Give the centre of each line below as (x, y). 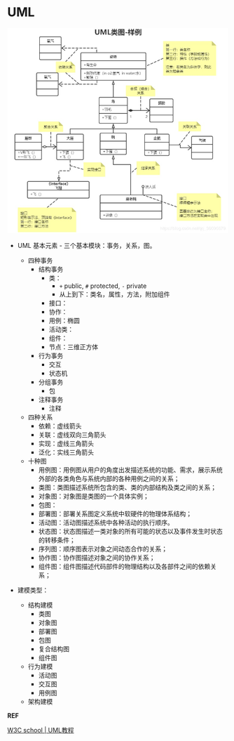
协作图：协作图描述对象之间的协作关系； (97, 557)
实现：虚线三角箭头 (66, 443)
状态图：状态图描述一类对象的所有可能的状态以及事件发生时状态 (130, 531)
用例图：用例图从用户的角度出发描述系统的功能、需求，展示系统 (130, 470)
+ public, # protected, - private (103, 286)
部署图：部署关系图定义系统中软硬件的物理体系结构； (115, 513)
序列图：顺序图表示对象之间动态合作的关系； (103, 549)
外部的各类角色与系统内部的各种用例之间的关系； (109, 478)
